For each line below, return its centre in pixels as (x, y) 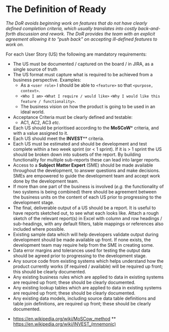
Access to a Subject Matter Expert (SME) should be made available (83, 165)
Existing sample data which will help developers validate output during (86, 234)
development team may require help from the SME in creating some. (83, 245)
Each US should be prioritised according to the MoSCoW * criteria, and (86, 128)
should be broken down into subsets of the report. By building (77, 154)
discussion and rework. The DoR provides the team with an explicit (86, 34)
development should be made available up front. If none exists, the (82, 240)
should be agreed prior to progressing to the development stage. (80, 256)
